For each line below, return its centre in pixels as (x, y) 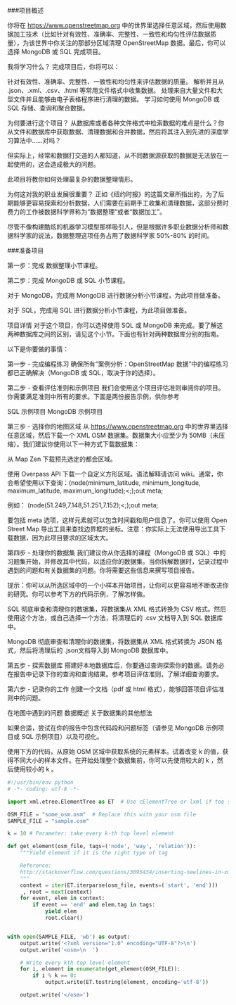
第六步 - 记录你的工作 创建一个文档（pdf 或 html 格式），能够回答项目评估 (113, 689)
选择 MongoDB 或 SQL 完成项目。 (56, 52)
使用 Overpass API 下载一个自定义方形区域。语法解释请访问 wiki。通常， (112, 474)
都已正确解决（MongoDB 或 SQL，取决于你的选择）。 (84, 373)
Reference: (36, 866)
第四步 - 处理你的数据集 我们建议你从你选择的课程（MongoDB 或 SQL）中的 (117, 552)
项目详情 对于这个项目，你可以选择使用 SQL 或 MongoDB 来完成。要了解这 (115, 325)
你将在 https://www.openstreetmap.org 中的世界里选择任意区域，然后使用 (114, 25)
